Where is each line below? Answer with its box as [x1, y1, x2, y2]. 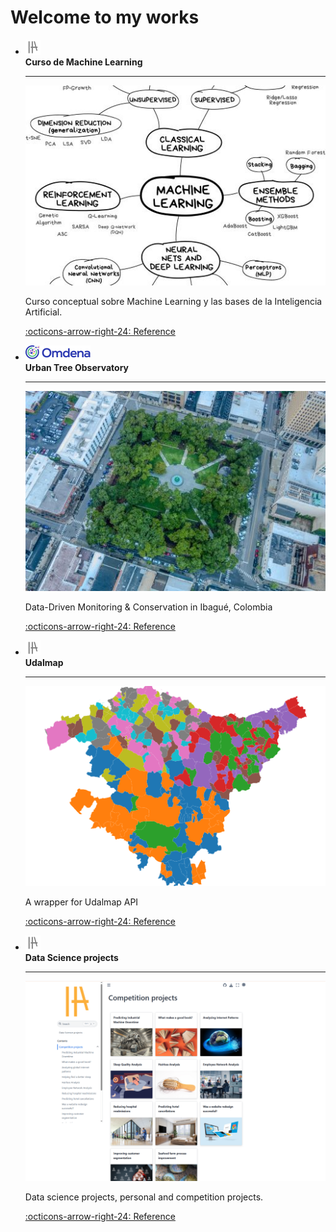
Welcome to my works [10, 6, 200, 29]
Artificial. [24, 306, 63, 318]
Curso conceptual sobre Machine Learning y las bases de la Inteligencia [24, 296, 323, 308]
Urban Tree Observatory [24, 362, 130, 374]
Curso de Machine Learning [24, 56, 143, 68]
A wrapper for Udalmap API [24, 896, 139, 908]
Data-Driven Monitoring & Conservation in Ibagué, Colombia [24, 601, 273, 613]
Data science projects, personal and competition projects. [24, 1191, 264, 1203]
